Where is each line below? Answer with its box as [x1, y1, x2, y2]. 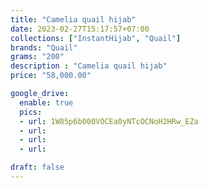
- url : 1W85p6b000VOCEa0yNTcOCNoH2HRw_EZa [19, 116, 199, 126]
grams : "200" [10, 52, 65, 62]
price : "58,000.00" [10, 71, 92, 81]
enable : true [19, 97, 74, 108]
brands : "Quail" [10, 42, 78, 53]
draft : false [10, 162, 65, 173]
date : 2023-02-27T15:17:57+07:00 [10, 24, 150, 34]
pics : [19, 107, 43, 117]
